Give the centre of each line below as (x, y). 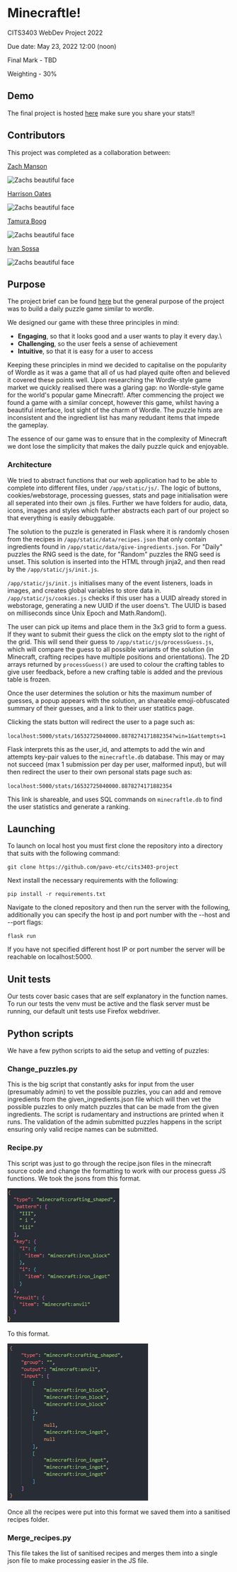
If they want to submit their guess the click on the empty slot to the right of (116, 634)
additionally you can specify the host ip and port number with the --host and (119, 915)
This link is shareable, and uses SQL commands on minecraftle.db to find (115, 799)
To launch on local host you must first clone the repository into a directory (115, 846)
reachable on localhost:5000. (50, 957)
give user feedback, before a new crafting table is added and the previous (115, 672)
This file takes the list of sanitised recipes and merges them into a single (112, 1553)
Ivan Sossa (23, 248)
